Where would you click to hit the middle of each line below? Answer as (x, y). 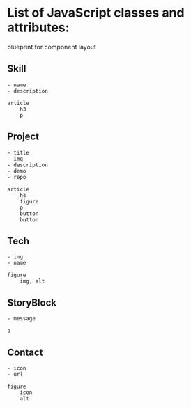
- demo (17, 171)
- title (18, 152)
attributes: (38, 28)
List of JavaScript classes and (96, 13)
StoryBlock (32, 303)
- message (22, 319)
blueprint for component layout (52, 47)
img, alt (32, 281)
